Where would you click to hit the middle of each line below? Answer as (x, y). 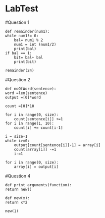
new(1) (12, 211)
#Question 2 (18, 79)
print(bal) (25, 49)
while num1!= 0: (22, 36)
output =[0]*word (23, 97)
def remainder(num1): (27, 31)
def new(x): (17, 198)
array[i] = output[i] (36, 166)
